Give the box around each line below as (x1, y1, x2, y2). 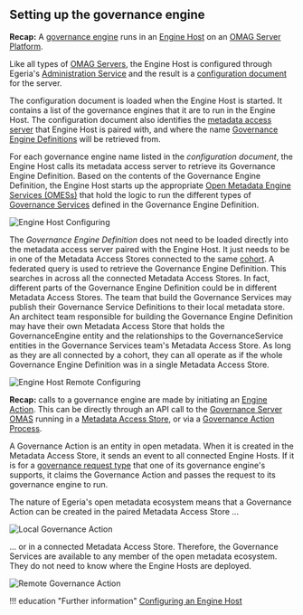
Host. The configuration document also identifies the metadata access (9, 114, 272, 125)
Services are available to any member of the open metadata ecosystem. (9, 551, 278, 562)
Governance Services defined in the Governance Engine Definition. (9, 199, 260, 210)
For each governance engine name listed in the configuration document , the (9, 151, 294, 162)
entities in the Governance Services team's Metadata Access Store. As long (9, 339, 291, 351)
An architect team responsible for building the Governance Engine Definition (9, 311, 294, 322)
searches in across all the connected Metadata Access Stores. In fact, (9, 272, 270, 283)
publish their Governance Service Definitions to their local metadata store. (9, 301, 285, 312)
